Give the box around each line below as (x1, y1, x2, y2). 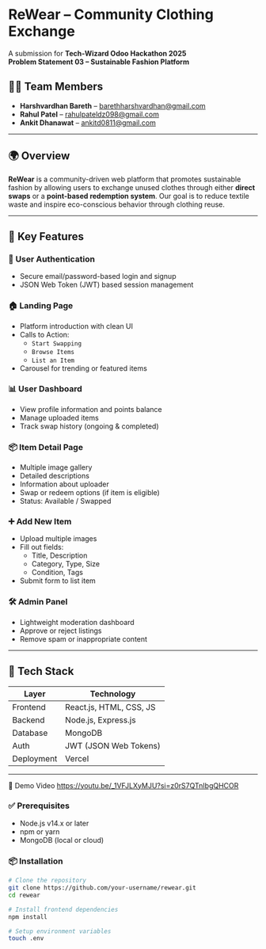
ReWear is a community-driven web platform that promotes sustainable (8, 174, 241, 184)
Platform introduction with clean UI (19, 321, 133, 330)
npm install (8, 913, 47, 920)
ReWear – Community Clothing (8, 6, 214, 24)
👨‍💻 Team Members (8, 80, 104, 93)
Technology (89, 688, 136, 699)
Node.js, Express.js (64, 715, 136, 726)
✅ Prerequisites (8, 800, 70, 811)
